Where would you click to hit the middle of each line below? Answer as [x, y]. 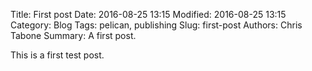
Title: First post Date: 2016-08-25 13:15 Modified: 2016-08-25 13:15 [148, 14]
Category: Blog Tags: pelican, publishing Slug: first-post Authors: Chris [156, 25]
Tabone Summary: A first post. [73, 35]
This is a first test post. [57, 55]
